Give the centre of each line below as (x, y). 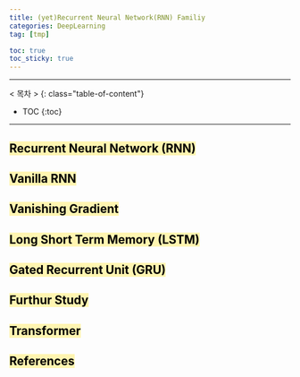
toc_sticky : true (42, 59)
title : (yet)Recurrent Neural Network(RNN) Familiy (107, 17)
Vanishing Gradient (64, 209)
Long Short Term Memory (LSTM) (104, 240)
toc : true (28, 50)
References (42, 361)
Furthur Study (49, 300)
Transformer (45, 331)
